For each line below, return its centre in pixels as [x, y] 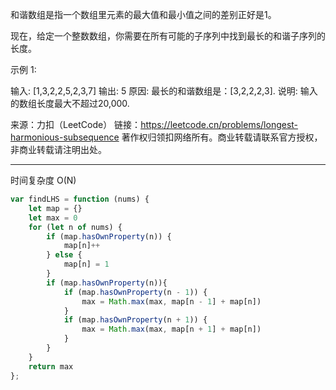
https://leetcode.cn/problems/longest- [219, 124]
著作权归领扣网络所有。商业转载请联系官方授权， [222, 137]
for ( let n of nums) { [75, 227]
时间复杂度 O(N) [43, 180]
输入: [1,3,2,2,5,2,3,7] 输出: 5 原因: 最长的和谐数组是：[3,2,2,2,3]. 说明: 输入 [164, 91]
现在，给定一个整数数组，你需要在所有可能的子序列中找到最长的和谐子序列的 [168, 36]
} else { [64, 255]
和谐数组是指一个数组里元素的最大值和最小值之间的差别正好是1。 [143, 14]
